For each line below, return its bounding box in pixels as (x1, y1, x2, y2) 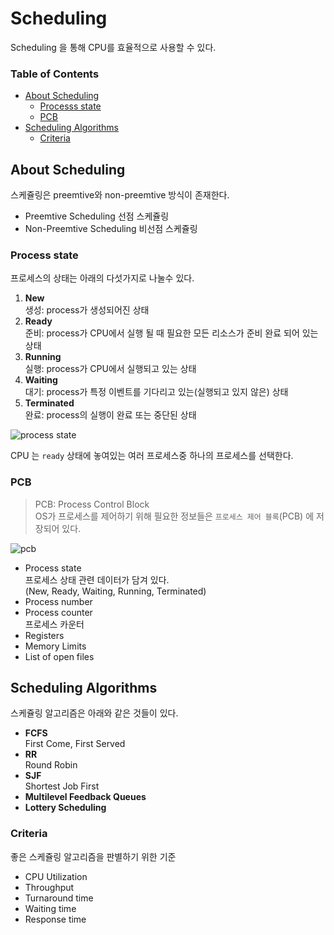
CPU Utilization (24, 870, 88, 882)
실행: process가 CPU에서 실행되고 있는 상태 (24, 363, 197, 375)
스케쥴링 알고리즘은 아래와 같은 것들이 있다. (10, 707, 179, 719)
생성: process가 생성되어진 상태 (24, 304, 150, 316)
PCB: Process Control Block (34, 498, 150, 510)
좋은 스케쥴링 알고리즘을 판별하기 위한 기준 (10, 850, 177, 862)
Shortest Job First (24, 780, 100, 792)
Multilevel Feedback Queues (24, 791, 147, 803)
